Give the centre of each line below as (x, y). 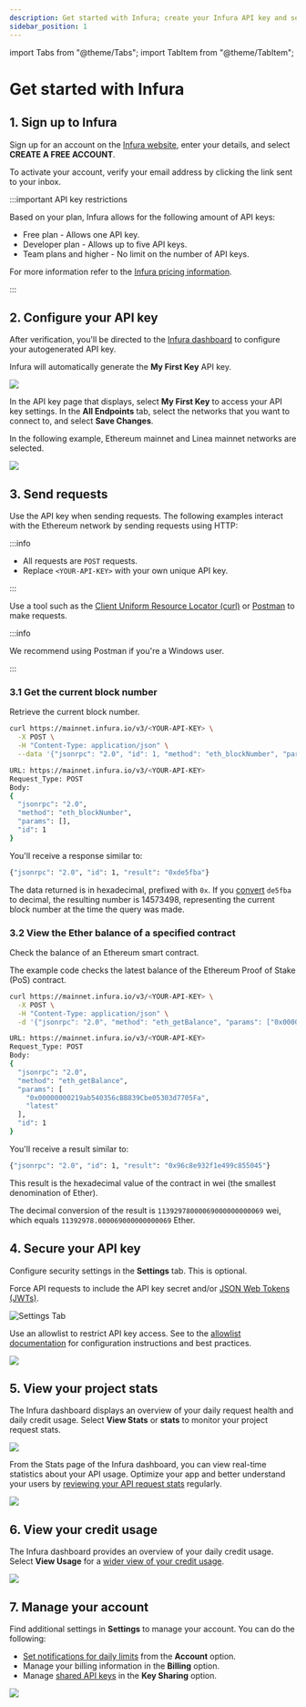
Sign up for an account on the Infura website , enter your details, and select (150, 144)
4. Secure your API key (75, 1249)
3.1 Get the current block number (83, 692)
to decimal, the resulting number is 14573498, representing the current (142, 899)
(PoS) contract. (38, 979)
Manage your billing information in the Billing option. (121, 1666)
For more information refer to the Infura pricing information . (121, 271)
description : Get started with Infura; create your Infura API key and (148, 18)
